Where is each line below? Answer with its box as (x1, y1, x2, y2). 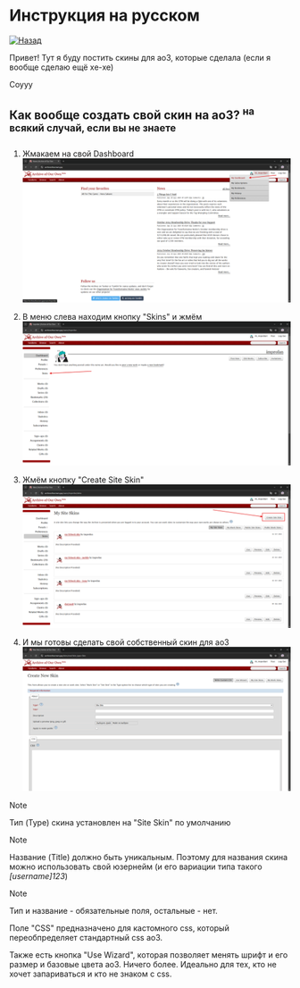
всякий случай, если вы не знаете (9, 121, 177, 135)
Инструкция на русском (9, 5, 200, 26)
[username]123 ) (9, 871, 69, 882)
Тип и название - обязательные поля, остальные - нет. (9, 906, 219, 917)
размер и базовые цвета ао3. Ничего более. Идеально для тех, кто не (9, 959, 277, 970)
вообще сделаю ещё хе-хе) (9, 62, 114, 72)
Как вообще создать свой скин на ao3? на (9, 105, 254, 123)
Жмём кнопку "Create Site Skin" (21, 474, 145, 485)
